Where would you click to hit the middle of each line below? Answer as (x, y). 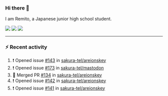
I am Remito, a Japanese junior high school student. (58, 19)
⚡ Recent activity (26, 47)
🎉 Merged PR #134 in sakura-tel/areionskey (57, 75)
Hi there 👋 (17, 8)
